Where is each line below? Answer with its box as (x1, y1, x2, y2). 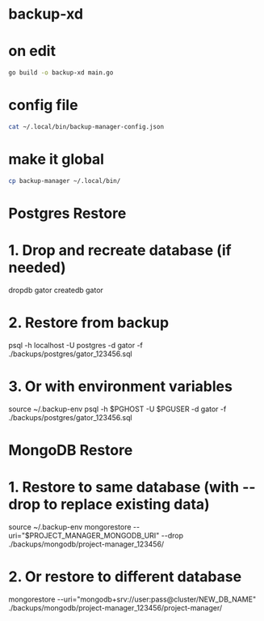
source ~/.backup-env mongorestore (8, 521, 132, 531)
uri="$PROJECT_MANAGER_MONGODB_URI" (8, 530, 160, 540)
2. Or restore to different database (8, 568, 242, 585)
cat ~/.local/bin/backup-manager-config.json (8, 122, 164, 130)
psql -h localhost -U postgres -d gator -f (8, 340, 144, 350)
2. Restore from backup (8, 313, 170, 332)
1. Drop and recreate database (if (8, 241, 232, 259)
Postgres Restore (8, 204, 127, 223)
